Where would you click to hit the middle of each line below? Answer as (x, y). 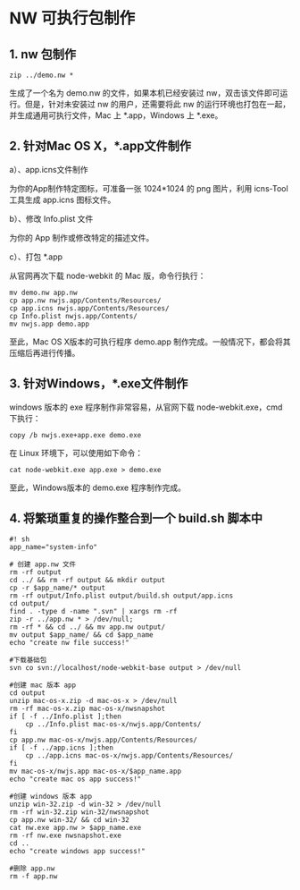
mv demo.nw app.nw (43, 292)
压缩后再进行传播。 (45, 352)
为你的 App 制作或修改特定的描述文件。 (82, 237)
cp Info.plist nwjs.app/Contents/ (74, 316)
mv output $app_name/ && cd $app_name (81, 635)
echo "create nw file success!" (69, 643)
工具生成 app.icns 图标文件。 (62, 199)
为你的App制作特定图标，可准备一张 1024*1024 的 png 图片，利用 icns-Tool (149, 188)
